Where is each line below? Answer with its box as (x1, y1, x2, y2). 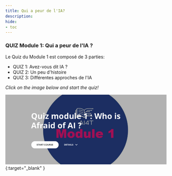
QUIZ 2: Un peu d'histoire (12, 69, 67, 75)
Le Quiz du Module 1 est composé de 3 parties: (5, 54, 105, 60)
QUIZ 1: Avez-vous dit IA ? (12, 63, 68, 70)
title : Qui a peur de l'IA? (5, 8, 66, 13)
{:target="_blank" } (5, 165, 45, 171)
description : (5, 13, 33, 19)
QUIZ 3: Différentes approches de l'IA (12, 74, 92, 80)
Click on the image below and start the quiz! (5, 84, 99, 91)
